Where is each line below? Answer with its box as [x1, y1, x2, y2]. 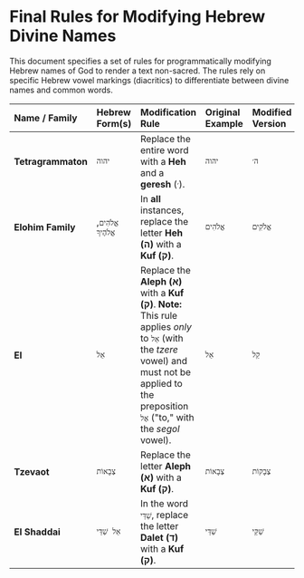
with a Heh [139, 155, 187, 168]
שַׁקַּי [252, 526, 264, 536]
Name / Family [14, 111, 78, 124]
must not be [139, 365, 192, 378]
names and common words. [9, 84, 113, 95]
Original [204, 106, 241, 119]
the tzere [139, 342, 178, 355]
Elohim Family [14, 220, 76, 233]
